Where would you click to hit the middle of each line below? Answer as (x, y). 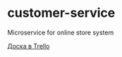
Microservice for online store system (61, 32)
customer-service (61, 13)
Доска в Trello (29, 46)
